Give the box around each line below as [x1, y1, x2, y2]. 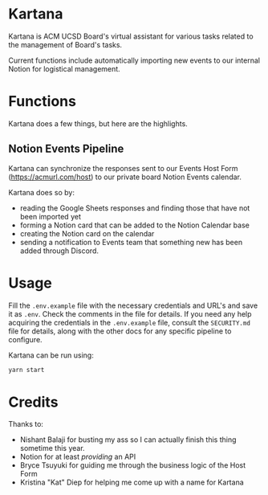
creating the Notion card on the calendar [19, 228, 155, 238]
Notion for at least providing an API [19, 452, 136, 462]
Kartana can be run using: [8, 350, 94, 360]
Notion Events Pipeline [8, 142, 124, 156]
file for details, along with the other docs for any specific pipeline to [8, 326, 232, 336]
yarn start [8, 366, 45, 374]
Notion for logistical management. [8, 63, 120, 73]
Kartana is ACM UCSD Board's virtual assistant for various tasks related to [8, 31, 254, 41]
